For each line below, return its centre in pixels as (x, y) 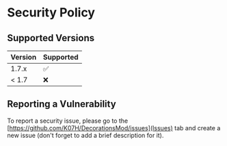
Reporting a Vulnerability (62, 104)
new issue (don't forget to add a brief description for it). (85, 135)
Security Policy (51, 13)
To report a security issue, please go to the (68, 121)
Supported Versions (51, 38)
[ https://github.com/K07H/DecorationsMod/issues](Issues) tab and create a (114, 127)
